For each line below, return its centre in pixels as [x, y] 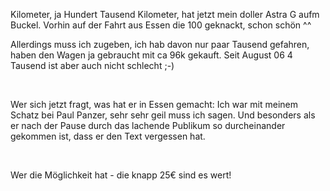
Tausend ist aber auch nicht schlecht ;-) [92, 65]
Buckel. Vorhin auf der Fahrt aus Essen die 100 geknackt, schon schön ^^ [161, 25]
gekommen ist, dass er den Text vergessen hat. [108, 136]
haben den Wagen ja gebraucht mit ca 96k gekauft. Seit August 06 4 [151, 55]
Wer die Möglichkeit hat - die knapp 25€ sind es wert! [121, 175]
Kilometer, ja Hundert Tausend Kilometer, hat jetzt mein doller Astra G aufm [165, 14]
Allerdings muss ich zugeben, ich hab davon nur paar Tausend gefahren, [160, 44]
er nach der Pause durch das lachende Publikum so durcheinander [148, 125]
